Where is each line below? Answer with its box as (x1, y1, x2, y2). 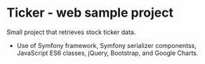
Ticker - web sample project (6, 5, 173, 21)
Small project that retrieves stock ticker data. (6, 28, 136, 36)
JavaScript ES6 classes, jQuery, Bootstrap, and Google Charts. (16, 49, 199, 57)
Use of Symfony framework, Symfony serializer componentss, (16, 41, 197, 49)
